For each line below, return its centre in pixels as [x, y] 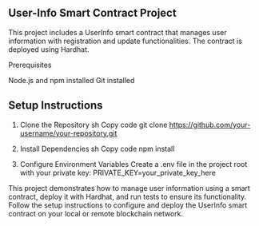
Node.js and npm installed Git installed [72, 80]
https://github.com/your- [210, 125]
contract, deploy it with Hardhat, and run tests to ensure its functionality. [128, 196]
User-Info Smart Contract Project [93, 13]
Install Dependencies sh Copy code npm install [97, 149]
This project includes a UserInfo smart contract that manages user [118, 32]
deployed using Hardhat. [49, 49]
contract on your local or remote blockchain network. [96, 213]
